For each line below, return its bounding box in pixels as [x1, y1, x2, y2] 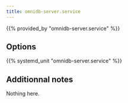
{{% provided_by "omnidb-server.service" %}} [6, 25, 120, 32]
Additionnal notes [6, 74, 73, 84]
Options [6, 42, 37, 52]
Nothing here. [6, 90, 40, 97]
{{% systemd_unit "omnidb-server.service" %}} [6, 57, 123, 65]
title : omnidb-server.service [6, 8, 81, 15]
